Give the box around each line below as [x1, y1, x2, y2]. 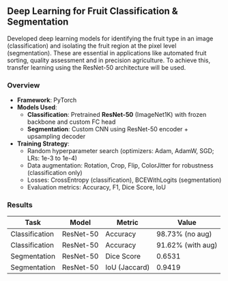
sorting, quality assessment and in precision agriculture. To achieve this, [7, 56, 211, 64]
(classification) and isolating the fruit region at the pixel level [7, 41, 177, 50]
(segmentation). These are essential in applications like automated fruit [7, 49, 207, 57]
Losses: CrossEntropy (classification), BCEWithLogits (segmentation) [27, 176, 222, 184]
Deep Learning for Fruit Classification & [7, 5, 179, 17]
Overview [7, 80, 40, 90]
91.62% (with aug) [156, 241, 218, 250]
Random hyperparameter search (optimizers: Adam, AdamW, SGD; [27, 147, 214, 155]
